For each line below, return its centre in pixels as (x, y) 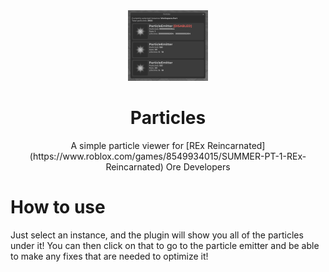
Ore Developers (198, 166)
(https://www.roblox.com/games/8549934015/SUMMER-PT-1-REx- (168, 156)
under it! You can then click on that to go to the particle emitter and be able (165, 245)
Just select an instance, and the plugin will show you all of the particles (157, 235)
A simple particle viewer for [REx (138, 145)
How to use (58, 207)
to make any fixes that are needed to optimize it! (109, 256)
